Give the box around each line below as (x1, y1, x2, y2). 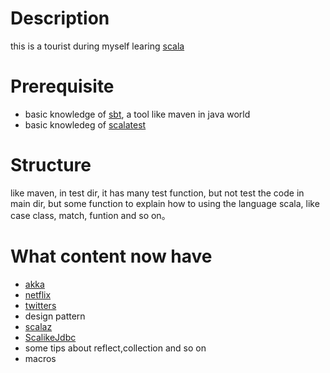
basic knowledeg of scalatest (24, 118, 147, 131)
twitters (24, 299, 57, 311)
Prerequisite (10, 75, 115, 98)
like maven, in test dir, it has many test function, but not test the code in (10, 187, 305, 199)
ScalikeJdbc (24, 331, 77, 343)
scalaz (24, 320, 53, 332)
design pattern (24, 310, 86, 322)
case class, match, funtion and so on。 (10, 209, 171, 221)
